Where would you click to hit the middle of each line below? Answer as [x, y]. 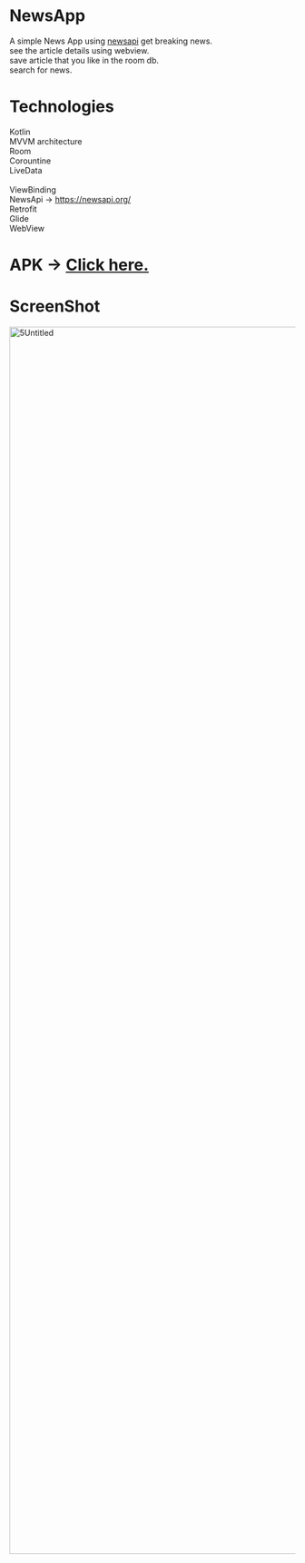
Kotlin [20, 132]
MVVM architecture [46, 141]
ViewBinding [33, 189]
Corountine [30, 161]
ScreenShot [55, 307]
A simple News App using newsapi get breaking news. [111, 41]
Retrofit [24, 209]
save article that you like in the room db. [84, 60]
